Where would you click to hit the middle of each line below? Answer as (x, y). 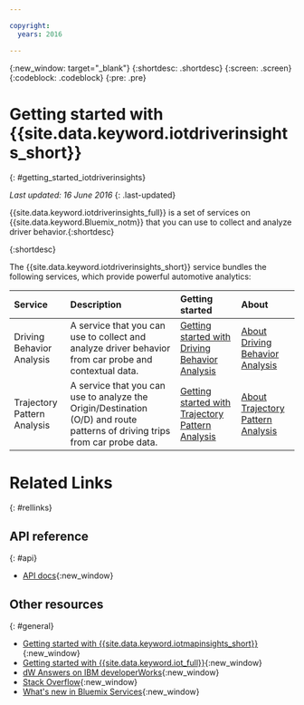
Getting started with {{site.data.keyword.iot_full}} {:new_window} (142, 663)
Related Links (61, 483)
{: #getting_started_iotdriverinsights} (78, 178)
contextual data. (104, 371)
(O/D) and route (104, 420)
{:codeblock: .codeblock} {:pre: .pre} (78, 77)
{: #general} (32, 626)
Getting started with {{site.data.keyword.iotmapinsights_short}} (140, 643)
